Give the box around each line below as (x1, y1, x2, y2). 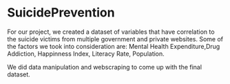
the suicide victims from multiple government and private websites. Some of (7, 34, 224, 43)
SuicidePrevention (7, 5, 115, 21)
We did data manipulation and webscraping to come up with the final (7, 63, 202, 71)
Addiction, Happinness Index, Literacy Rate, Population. (7, 50, 165, 58)
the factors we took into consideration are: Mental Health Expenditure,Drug (7, 42, 220, 50)
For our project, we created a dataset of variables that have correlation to (7, 28, 215, 36)
